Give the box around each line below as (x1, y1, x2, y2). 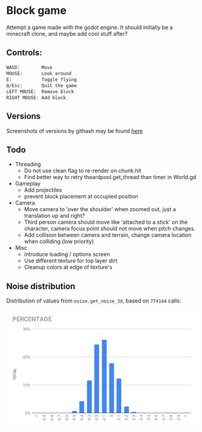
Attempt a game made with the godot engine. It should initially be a (6, 24, 174, 31)
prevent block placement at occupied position (24, 193, 138, 200)
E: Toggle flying (6, 76, 77, 82)
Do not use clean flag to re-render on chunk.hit (24, 167, 142, 174)
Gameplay (15, 180, 41, 188)
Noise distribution (6, 281, 76, 291)
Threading (15, 161, 41, 168)
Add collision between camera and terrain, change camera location (24, 231, 192, 239)
